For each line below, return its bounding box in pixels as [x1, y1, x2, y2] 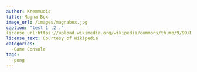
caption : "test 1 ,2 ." [6, 24, 64, 31]
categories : [6, 41, 35, 47]
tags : [6, 52, 19, 57]
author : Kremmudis [6, 8, 51, 15]
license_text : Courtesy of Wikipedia [6, 35, 98, 41]
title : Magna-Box [6, 14, 49, 20]
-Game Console [11, 46, 46, 52]
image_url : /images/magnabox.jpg [6, 19, 88, 25]
